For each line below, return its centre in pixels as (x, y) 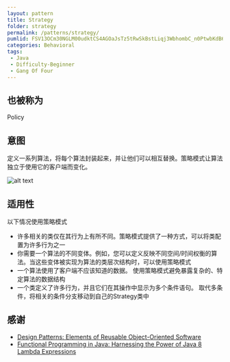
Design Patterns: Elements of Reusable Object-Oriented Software (109, 337)
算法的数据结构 (44, 279)
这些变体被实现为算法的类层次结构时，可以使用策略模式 (113, 262)
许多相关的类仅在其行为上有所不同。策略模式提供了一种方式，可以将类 (116, 236)
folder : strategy (32, 26)
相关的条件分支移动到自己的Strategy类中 (92, 296)
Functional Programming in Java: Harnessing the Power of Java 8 (109, 344)
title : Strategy (30, 20)
